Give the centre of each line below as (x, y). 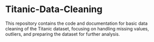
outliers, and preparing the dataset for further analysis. (63, 34)
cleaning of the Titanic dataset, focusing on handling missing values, (77, 28)
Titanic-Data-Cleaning (54, 9)
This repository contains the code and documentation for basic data (76, 23)
